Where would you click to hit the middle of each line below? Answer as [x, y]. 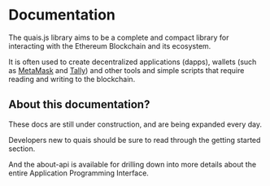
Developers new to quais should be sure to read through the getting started [135, 140]
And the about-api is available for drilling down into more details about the [133, 164]
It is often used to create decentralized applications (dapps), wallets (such [133, 62]
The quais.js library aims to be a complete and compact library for [119, 37]
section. [22, 149]
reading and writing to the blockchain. [72, 79]
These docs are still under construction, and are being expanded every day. [135, 124]
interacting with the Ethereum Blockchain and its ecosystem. [110, 45]
